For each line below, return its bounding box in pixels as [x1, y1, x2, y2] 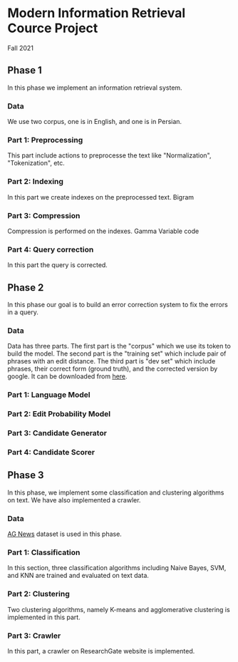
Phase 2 [7, 281, 44, 294]
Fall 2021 [7, 43, 34, 52]
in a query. [7, 308, 39, 316]
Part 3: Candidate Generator [7, 428, 107, 438]
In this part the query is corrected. [7, 261, 108, 269]
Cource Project [7, 20, 98, 36]
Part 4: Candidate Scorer [7, 448, 95, 457]
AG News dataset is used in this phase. [7, 529, 123, 539]
